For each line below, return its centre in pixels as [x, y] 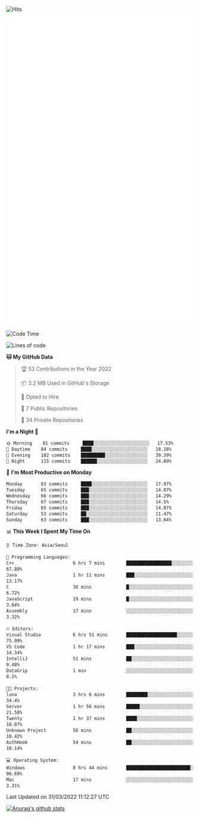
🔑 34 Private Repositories [52, 420]
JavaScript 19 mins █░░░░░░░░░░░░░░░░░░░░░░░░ [100, 599]
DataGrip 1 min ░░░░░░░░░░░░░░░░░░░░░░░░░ [100, 671]
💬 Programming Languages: [38, 557]
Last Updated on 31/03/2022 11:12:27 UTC [58, 797]
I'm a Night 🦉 [22, 432]
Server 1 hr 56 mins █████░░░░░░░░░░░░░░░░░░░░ [100, 707]
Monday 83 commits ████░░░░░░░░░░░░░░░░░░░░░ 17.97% [89, 484]
